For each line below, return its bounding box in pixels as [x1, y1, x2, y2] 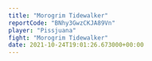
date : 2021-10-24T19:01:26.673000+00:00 [8, 41, 145, 49]
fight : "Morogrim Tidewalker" [8, 33, 109, 42]
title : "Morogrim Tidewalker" [8, 11, 109, 20]
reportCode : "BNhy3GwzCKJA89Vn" [8, 19, 115, 27]
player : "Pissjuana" [8, 26, 77, 34]
